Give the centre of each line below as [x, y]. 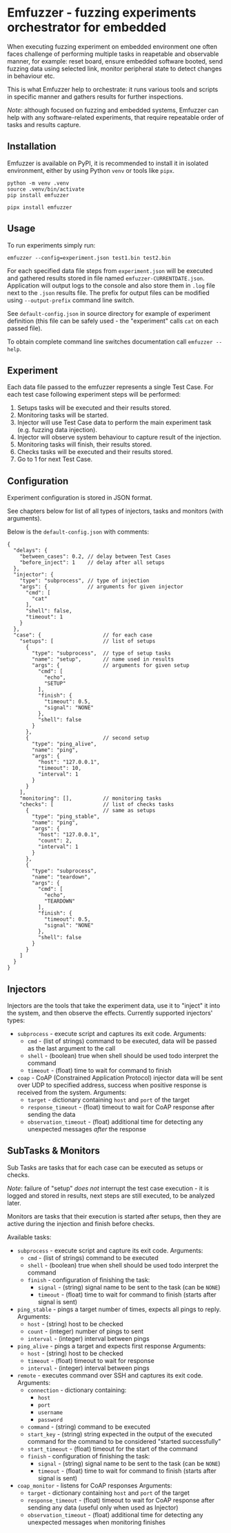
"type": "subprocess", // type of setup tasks [101, 653]
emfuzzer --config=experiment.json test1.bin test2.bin [89, 258]
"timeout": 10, [59, 769]
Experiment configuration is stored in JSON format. [80, 498]
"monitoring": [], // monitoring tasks [91, 799]
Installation [32, 147]
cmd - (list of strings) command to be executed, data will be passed [122, 1041]
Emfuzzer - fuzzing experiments [102, 13]
